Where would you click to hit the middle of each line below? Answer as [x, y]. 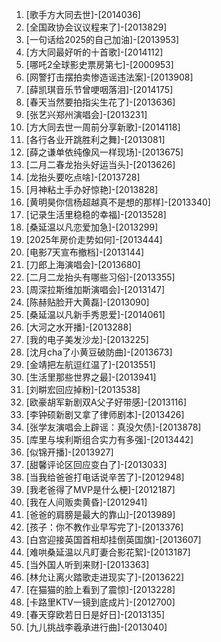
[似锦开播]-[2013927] [69, 452]
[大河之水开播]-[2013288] [79, 327]
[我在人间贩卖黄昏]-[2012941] [86, 502]
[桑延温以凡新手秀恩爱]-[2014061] [95, 314]
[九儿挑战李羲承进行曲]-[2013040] [96, 627]
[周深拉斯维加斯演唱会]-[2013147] [95, 289]
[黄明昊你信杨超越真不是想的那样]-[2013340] [118, 202]
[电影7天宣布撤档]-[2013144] [85, 252]
